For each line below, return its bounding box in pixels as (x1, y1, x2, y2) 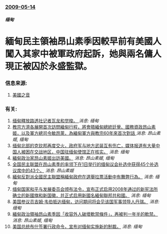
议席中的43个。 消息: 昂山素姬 (12, 168, 74, 174)
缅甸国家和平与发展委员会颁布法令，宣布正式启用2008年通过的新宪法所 (12, 186, 158, 192)
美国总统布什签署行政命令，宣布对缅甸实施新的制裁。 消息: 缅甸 (12, 224, 142, 230)
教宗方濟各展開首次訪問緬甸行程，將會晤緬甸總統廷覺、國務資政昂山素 (12, 124, 156, 130)
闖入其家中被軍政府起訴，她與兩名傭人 (5, 48, 162, 59)
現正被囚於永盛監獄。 (5, 61, 93, 72)
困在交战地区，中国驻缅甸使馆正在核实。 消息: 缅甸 (25, 149, 129, 155)
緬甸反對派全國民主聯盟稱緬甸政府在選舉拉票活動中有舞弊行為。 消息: (12, 174, 154, 180)
